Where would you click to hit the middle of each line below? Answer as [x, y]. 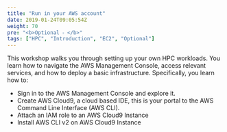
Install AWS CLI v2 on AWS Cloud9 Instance [79, 122]
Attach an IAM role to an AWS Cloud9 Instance [83, 115]
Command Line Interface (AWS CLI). [68, 108]
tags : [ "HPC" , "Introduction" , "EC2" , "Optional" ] [81, 39]
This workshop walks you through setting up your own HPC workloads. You [114, 58]
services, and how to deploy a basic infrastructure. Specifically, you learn [111, 73]
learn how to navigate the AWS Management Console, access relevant [107, 66]
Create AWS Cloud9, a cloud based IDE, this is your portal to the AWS [115, 101]
